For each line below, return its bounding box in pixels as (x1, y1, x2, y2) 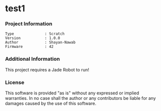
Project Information (5, 21, 53, 27)
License (5, 79, 25, 86)
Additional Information (5, 56, 60, 63)
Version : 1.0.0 (5, 36, 60, 41)
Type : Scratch (5, 31, 65, 37)
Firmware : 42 (5, 44, 54, 49)
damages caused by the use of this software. (5, 101, 97, 107)
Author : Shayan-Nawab (5, 40, 76, 45)
